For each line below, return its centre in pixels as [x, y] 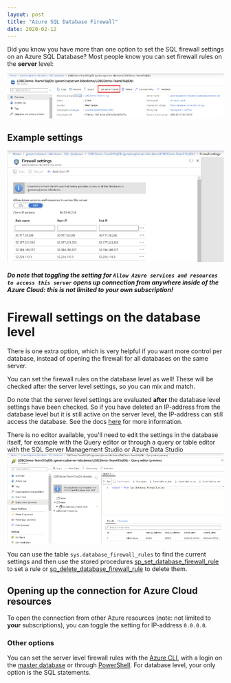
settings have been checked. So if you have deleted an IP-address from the [114, 407]
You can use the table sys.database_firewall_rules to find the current [107, 555]
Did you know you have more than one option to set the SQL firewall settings [115, 49]
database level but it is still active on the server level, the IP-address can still [115, 414]
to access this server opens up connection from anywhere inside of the [113, 282]
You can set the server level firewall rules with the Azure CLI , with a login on [115, 658]
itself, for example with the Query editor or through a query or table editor [111, 443]
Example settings [45, 138]
